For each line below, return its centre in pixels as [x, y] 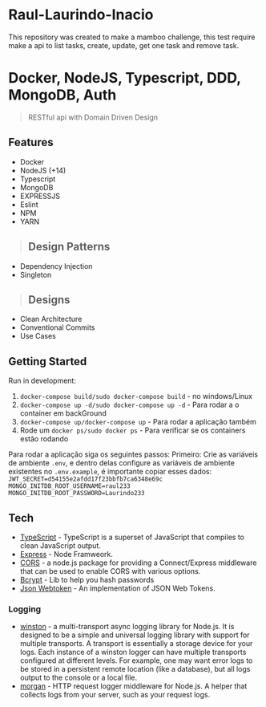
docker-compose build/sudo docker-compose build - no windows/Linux [136, 396]
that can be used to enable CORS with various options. [110, 571]
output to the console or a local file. [79, 678]
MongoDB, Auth [62, 95]
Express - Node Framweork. [66, 554]
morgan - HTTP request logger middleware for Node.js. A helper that [133, 686]
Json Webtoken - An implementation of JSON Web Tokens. [117, 588]
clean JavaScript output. [60, 545]
